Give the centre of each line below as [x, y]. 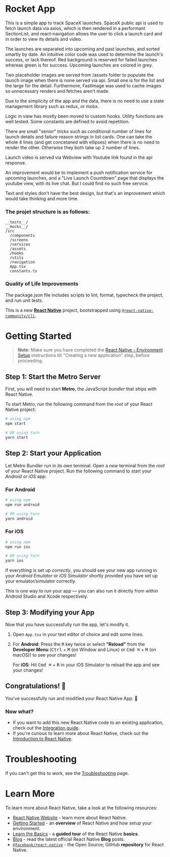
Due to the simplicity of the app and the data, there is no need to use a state [85, 101]
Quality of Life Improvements [42, 284]
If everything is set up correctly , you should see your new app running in [81, 570]
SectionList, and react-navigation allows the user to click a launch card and [84, 33]
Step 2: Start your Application [53, 453]
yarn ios [14, 561]
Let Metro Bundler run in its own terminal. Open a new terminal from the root [85, 465]
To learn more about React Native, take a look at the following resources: [81, 808]
